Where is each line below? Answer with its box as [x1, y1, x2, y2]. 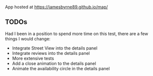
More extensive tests [12, 55, 54, 61]
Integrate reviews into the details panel [12, 50, 90, 56]
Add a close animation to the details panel [12, 60, 96, 66]
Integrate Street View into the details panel [12, 45, 98, 51]
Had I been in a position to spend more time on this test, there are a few [5, 31, 148, 37]
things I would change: [5, 36, 51, 41]
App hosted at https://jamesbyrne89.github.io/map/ [5, 4, 108, 10]
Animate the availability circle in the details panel [12, 65, 110, 71]
